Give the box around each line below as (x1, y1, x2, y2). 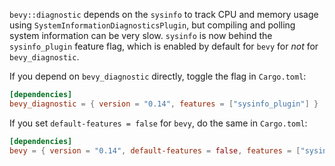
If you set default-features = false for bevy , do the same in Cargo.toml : (9, 117, 308, 129)
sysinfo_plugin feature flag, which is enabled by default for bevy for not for (9, 40, 319, 52)
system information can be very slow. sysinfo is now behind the (9, 30, 273, 41)
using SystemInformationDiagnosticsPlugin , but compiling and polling (9, 19, 296, 31)
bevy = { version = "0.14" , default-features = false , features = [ (9, 145, 301, 156)
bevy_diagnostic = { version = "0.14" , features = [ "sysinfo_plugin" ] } (9, 99, 319, 109)
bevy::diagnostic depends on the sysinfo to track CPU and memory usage (9, 9, 319, 20)
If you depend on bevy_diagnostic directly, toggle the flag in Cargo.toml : (9, 70, 307, 82)
